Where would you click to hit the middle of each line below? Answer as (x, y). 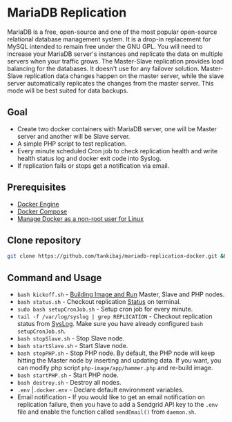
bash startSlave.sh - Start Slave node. (72, 346)
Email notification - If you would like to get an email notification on (111, 397)
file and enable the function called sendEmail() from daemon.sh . (107, 412)
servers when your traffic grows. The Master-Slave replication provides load (116, 61)
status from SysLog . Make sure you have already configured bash (110, 324)
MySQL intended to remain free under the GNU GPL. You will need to (105, 46)
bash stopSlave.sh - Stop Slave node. (71, 338)
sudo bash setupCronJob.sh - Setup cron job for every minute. (105, 309)
